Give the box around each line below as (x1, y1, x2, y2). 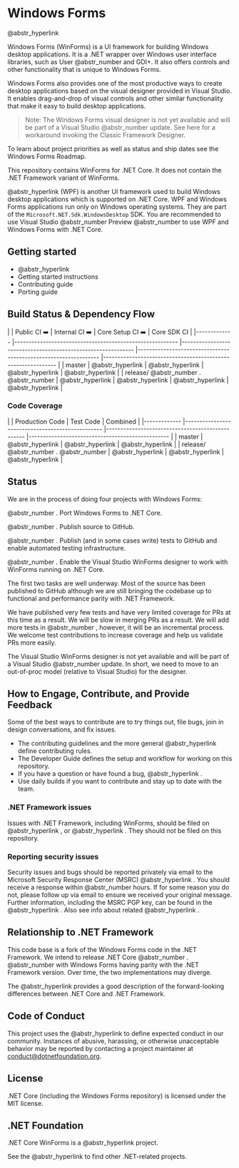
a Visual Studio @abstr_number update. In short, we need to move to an (7, 660, 219, 668)
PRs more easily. (7, 638, 56, 647)
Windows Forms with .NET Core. (7, 225, 103, 233)
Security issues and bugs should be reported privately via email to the (7, 868, 213, 876)
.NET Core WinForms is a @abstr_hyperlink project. (7, 1139, 158, 1147)
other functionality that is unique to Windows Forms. (7, 65, 162, 73)
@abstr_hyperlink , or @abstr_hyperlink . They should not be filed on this (7, 826, 222, 835)
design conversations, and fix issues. (7, 725, 116, 734)
